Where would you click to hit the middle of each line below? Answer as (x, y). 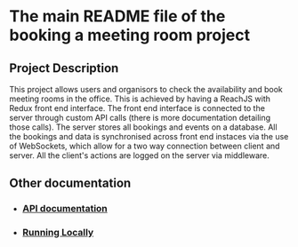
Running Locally (58, 233)
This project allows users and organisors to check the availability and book (146, 89)
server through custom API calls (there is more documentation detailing (140, 118)
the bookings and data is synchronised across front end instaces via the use (149, 136)
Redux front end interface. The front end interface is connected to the (137, 108)
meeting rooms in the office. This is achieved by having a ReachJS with (140, 99)
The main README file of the (117, 16)
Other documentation (70, 183)
